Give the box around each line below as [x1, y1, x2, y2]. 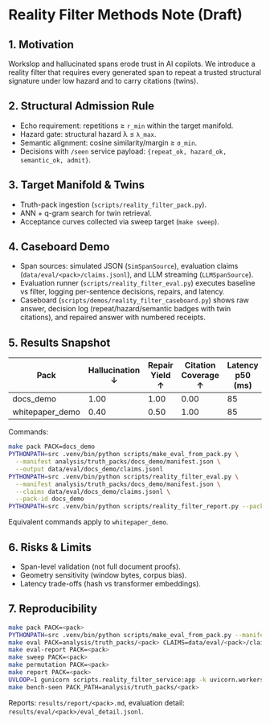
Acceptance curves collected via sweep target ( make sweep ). [19, 216, 219, 226]
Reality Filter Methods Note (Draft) [8, 6, 243, 24]
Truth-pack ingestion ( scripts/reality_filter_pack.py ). [19, 200, 207, 209]
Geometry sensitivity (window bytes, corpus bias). [19, 570, 187, 580]
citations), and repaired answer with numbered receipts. [19, 312, 207, 323]
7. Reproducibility [8, 602, 98, 616]
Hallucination [88, 364, 141, 376]
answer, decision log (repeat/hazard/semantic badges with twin [19, 304, 231, 314]
